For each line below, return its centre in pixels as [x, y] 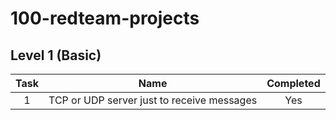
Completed [293, 83]
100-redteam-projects [105, 18]
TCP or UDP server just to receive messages [153, 100]
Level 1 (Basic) [56, 55]
